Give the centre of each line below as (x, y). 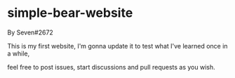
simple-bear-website (70, 13)
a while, (19, 53)
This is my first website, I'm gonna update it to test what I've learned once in (117, 46)
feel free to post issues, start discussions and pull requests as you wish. (111, 67)
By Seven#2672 (31, 32)
